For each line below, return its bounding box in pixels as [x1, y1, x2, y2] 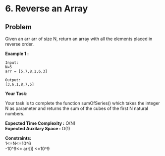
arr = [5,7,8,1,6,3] [5, 69, 48, 74]
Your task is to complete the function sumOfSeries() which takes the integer [5, 100, 160, 106]
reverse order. [5, 41, 34, 47]
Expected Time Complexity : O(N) [5, 120, 76, 126]
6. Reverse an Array [5, 3, 88, 14]
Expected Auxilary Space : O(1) [5, 126, 70, 131]
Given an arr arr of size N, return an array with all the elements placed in [5, 36, 153, 42]
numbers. [5, 111, 25, 116]
